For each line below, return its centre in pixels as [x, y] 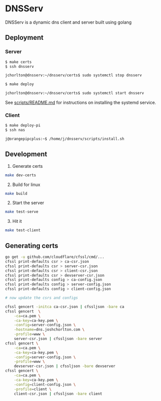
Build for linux [26, 185]
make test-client [23, 230]
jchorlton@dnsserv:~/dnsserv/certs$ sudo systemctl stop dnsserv [73, 75]
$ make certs [18, 62]
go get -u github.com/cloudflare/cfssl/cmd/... [55, 257]
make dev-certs [21, 175]
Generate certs [27, 166]
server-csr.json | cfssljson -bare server [58, 339]
